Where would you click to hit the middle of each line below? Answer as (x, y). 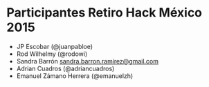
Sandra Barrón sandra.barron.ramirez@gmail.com (87, 61)
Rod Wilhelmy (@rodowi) (52, 54)
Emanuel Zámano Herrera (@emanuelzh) (75, 76)
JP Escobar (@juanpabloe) (55, 46)
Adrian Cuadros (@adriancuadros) (65, 68)
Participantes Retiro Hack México (104, 13)
